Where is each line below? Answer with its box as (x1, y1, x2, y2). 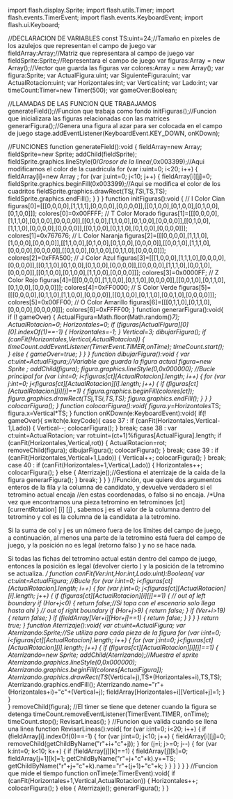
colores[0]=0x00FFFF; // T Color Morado (38, 209, 156, 217)
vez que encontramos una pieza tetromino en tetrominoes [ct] (8, 498, 186, 506)
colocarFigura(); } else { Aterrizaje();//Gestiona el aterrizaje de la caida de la (8, 468, 225, 476)
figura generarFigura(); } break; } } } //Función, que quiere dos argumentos (8, 476, 222, 483)
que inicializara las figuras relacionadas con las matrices (8, 114, 170, 123)
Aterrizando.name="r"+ (97, 681, 164, 688)
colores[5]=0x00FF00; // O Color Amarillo (8, 298, 128, 306)
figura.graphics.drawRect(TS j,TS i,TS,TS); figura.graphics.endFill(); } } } (8, 394, 212, 403)
